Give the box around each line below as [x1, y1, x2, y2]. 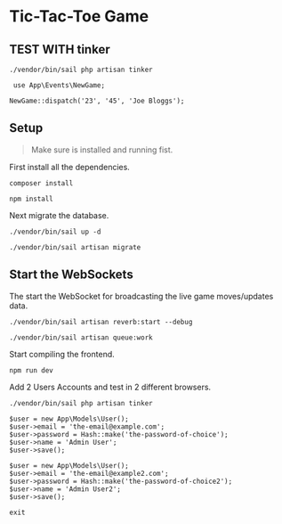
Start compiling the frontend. [9, 348, 116, 359]
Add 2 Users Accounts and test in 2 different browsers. [9, 381, 212, 392]
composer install [9, 178, 74, 188]
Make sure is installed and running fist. [30, 144, 173, 155]
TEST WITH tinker [9, 42, 110, 57]
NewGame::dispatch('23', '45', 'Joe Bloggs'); [9, 96, 185, 105]
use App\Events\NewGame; [12, 81, 105, 90]
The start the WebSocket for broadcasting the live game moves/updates [9, 291, 274, 301]
